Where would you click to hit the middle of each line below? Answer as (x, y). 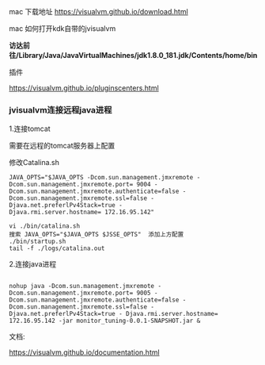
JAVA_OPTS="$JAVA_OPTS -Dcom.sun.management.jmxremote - (105, 178)
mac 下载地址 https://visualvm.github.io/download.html (98, 12)
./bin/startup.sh (38, 242)
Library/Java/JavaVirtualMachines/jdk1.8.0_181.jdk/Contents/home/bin (138, 55)
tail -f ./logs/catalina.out (57, 248)
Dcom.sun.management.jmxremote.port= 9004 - (83, 185)
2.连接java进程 (33, 264)
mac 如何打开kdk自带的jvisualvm (62, 29)
